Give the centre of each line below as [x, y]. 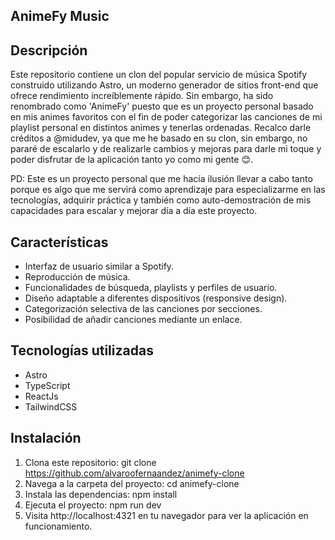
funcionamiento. [58, 526]
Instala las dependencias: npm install [101, 494]
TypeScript [47, 385]
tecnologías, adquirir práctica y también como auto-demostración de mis [161, 200]
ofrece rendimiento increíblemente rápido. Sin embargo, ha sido [142, 96]
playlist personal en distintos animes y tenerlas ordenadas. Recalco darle [161, 128]
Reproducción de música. [77, 277]
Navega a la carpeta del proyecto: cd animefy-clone [132, 483]
